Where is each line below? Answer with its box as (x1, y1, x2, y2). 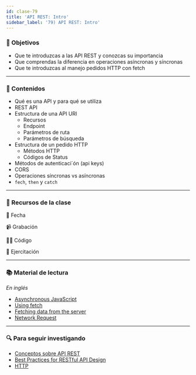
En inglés (6, 284, 28, 291)
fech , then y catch (14, 178, 58, 185)
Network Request (14, 314, 57, 321)
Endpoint (23, 122, 45, 129)
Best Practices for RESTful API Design (14, 356, 106, 363)
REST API (14, 103, 38, 111)
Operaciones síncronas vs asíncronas (14, 172, 105, 179)
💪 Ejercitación (6, 248, 40, 255)
